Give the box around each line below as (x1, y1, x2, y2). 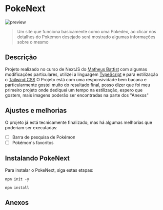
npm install (5, 185, 29, 190)
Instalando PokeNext (5, 154, 70, 163)
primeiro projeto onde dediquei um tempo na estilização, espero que (5, 87, 143, 93)
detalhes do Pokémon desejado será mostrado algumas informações (17, 34, 156, 40)
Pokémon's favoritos (12, 140, 54, 145)
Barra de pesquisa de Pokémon (12, 134, 76, 140)
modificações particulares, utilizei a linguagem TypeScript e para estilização (5, 71, 159, 77)
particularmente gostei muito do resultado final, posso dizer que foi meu (5, 82, 150, 88)
